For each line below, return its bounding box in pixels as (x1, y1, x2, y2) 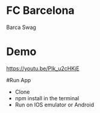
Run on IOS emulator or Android (14, 101, 95, 108)
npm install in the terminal (14, 94, 80, 102)
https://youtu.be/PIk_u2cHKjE (6, 65, 80, 72)
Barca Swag (6, 24, 36, 31)
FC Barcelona (6, 4, 75, 18)
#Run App (6, 76, 31, 83)
